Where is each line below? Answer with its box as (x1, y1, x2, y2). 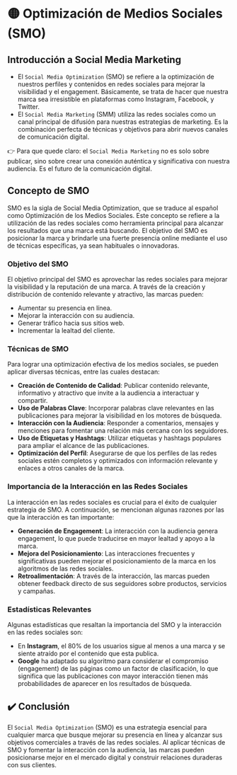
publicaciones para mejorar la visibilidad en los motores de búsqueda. (17, 411, 222, 420)
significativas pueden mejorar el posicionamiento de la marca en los (17, 556, 216, 565)
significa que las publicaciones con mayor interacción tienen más (17, 672, 209, 680)
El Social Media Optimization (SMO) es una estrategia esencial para (7, 723, 207, 731)
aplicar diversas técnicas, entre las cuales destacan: (7, 367, 161, 376)
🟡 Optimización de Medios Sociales (7, 6, 223, 22)
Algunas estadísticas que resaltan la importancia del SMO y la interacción (7, 621, 221, 628)
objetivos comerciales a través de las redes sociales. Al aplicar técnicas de (7, 737, 226, 747)
